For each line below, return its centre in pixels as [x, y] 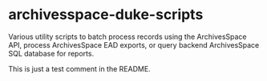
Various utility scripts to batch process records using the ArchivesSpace [127, 37]
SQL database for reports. [51, 53]
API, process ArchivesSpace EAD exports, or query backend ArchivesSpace [134, 44]
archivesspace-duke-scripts [106, 15]
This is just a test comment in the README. [79, 68]
